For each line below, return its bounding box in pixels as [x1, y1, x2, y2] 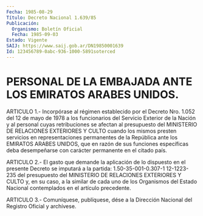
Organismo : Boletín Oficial [12, 26, 83, 32]
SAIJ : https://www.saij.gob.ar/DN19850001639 [6, 43, 123, 49]
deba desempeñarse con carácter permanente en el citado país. [6, 147, 167, 154]
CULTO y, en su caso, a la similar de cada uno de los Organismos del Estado [6, 178, 198, 185]
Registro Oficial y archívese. [6, 202, 77, 210]
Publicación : [6, 20, 40, 26]
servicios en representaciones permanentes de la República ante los [6, 133, 178, 141]
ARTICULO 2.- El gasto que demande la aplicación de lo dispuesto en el [6, 158, 186, 165]
